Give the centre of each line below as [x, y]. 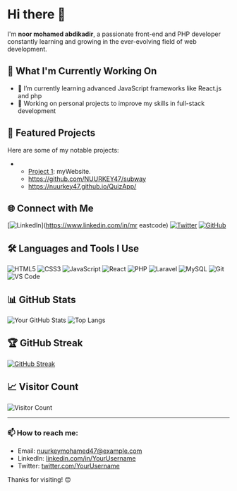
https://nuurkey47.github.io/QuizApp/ [82, 186]
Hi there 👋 [36, 14]
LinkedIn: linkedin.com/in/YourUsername [77, 458]
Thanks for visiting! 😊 [39, 479]
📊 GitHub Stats [42, 300]
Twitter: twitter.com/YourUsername [68, 466]
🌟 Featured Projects [51, 133]
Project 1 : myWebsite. [59, 171]
